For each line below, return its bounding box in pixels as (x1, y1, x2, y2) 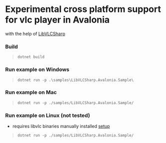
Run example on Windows (5, 66, 70, 73)
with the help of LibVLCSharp (5, 30, 66, 36)
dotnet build (17, 54, 45, 59)
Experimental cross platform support (5, 3, 161, 15)
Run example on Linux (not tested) (5, 111, 90, 118)
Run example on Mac (5, 89, 57, 96)
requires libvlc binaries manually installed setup (12, 123, 110, 129)
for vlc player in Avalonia (5, 14, 110, 25)
